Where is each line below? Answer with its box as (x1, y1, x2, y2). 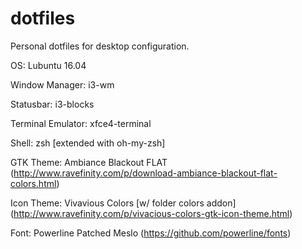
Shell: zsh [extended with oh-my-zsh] (10, 137, 166, 149)
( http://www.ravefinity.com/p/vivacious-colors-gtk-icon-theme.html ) (10, 207, 293, 219)
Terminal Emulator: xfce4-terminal (10, 117, 152, 129)
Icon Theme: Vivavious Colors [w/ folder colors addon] (10, 197, 237, 209)
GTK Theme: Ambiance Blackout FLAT (10, 156, 168, 168)
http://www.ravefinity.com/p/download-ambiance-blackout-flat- (13, 167, 278, 179)
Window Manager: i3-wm (10, 78, 115, 91)
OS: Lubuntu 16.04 (10, 59, 87, 71)
